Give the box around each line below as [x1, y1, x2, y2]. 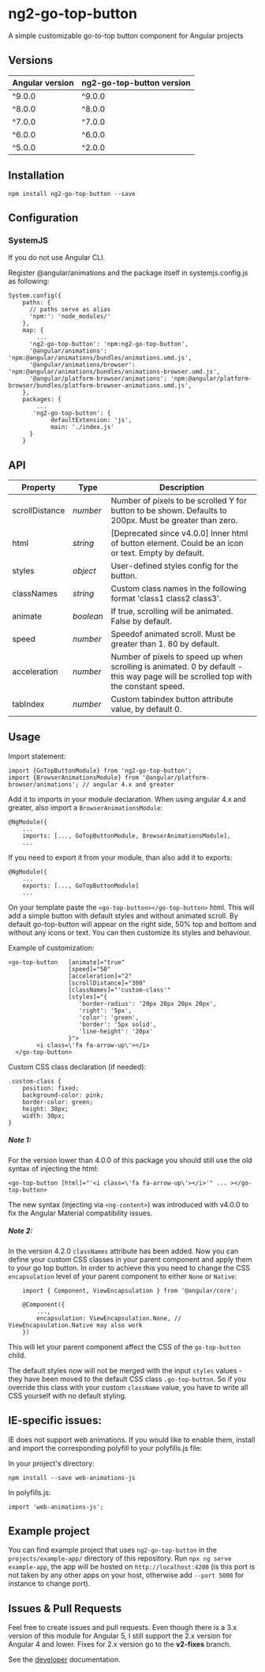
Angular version [12, 77, 74, 88]
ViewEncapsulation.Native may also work [8, 1321, 144, 1329]
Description [159, 482, 205, 493]
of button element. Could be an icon [110, 538, 244, 549]
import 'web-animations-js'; [8, 1503, 104, 1511]
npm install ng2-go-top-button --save [8, 190, 136, 198]
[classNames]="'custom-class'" [68, 985, 171, 994]
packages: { [22, 396, 62, 404]
